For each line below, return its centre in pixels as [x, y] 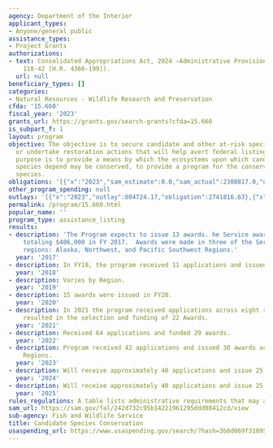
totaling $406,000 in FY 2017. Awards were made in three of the [138, 243]
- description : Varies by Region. [67, 280]
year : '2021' [38, 325]
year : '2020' [38, 303]
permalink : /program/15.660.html [65, 205]
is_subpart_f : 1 [36, 129]
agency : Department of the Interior [70, 16]
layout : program [36, 136]
